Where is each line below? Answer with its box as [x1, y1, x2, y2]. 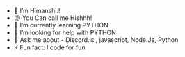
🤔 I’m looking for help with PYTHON [13, 28, 117, 36]
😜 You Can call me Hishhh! [13, 14, 92, 22]
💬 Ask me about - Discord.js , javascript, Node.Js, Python [13, 36, 179, 44]
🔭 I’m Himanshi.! [13, 7, 61, 14]
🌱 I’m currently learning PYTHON [13, 21, 109, 29]
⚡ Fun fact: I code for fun [13, 43, 86, 52]
